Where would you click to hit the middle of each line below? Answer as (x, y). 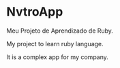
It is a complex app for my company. (57, 57)
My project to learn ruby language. (55, 44)
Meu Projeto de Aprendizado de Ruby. (60, 31)
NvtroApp (35, 12)
